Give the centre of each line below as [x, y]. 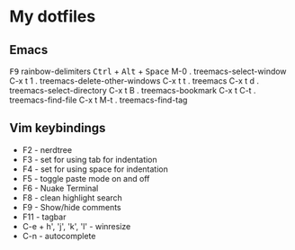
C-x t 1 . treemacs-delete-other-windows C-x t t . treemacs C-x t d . [134, 81]
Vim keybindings [58, 128]
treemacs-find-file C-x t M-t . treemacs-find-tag [98, 100]
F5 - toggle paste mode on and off [86, 178]
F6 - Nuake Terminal [60, 188]
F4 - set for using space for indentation [95, 169]
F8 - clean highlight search [72, 197]
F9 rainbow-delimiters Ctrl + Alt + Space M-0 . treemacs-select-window [148, 71]
